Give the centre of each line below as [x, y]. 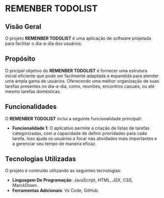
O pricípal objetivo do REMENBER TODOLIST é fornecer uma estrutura [76, 70]
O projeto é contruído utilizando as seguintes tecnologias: [63, 171]
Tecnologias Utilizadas [41, 159]
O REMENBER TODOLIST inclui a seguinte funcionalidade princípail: [73, 118]
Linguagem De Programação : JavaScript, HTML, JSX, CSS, [72, 180]
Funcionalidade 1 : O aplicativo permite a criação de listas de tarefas [81, 128]
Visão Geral [23, 27]
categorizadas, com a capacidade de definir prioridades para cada [79, 133]
